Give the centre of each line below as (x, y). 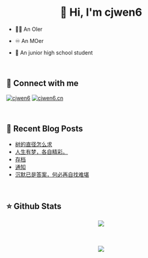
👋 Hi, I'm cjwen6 (101, 12)
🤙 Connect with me (42, 83)
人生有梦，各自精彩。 (41, 151)
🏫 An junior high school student (54, 52)
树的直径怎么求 (33, 144)
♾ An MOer (29, 41)
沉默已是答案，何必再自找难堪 (52, 174)
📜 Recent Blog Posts (45, 129)
